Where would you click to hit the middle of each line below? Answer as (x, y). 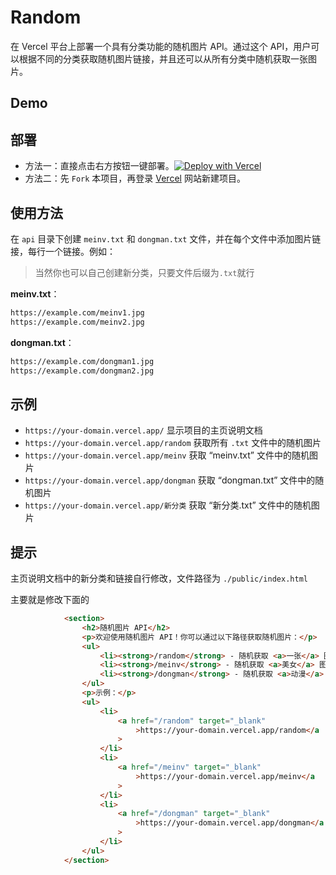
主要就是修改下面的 (50, 600)
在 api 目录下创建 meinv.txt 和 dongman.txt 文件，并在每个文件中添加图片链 (166, 238)
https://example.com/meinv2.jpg (77, 322)
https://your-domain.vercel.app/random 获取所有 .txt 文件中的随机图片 (173, 443)
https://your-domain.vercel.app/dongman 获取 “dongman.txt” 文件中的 (170, 480)
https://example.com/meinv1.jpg (77, 312)
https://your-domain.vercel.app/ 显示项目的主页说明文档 (143, 430)
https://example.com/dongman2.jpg (82, 371)
